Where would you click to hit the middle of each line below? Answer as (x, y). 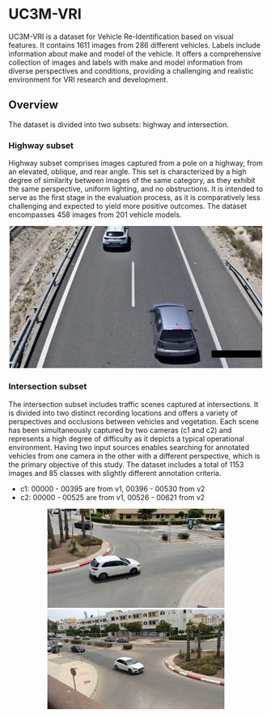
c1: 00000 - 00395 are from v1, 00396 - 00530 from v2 (112, 489)
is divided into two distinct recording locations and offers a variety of (123, 413)
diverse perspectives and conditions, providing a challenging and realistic (131, 70)
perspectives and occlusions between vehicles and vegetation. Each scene (133, 421)
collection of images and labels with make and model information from (125, 62)
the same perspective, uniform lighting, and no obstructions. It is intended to (136, 189)
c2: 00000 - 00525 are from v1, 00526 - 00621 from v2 (112, 497)
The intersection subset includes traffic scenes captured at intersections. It (133, 404)
